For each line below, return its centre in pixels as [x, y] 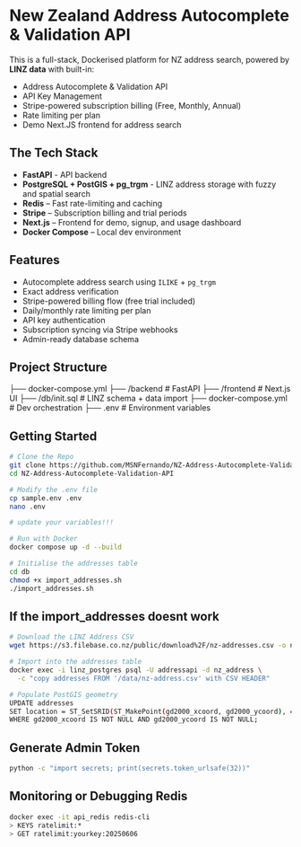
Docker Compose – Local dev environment [102, 232]
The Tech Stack [54, 153]
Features [34, 260]
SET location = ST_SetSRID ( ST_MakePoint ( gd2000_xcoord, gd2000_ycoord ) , [148, 711]
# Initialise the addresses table [74, 564]
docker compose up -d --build [66, 547]
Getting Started [53, 436]
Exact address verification [70, 291]
